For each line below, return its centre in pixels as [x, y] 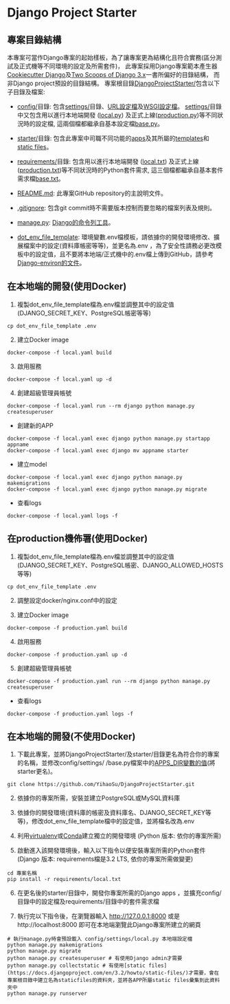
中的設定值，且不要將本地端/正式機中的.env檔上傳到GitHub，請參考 [118, 254]
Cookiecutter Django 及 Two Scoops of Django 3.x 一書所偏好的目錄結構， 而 [113, 75]
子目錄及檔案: [26, 92]
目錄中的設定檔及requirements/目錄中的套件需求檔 [88, 902]
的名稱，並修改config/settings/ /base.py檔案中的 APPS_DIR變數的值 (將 [116, 763]
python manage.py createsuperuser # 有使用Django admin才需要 [95, 959]
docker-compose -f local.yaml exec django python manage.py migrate [107, 489]
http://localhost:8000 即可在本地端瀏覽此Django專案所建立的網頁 [109, 925]
